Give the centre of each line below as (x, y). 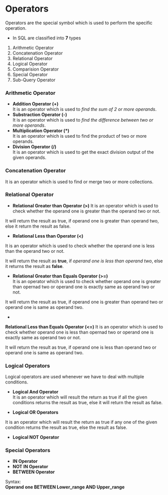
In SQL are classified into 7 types (47, 38)
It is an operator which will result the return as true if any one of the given (81, 422)
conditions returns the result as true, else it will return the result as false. (88, 403)
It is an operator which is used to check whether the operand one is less (80, 246)
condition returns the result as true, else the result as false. (66, 427)
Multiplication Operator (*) (41, 131)
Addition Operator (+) (35, 104)
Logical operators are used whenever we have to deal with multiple (75, 377)
